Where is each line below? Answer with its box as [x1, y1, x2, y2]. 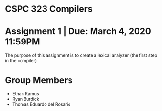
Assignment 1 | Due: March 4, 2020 [5, 26, 152, 37]
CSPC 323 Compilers [5, 3, 93, 15]
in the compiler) [5, 58, 37, 64]
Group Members [5, 75, 73, 86]
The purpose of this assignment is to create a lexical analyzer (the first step [5, 52, 158, 58]
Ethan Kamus [12, 91, 39, 97]
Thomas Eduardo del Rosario [12, 101, 71, 107]
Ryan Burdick [12, 96, 39, 102]
